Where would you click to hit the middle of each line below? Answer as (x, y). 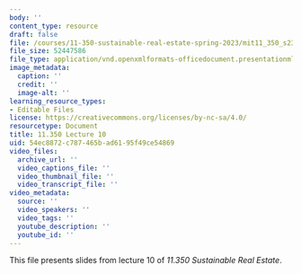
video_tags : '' (46, 218)
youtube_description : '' (64, 226)
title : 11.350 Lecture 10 (58, 135)
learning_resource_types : (58, 101)
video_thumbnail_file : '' (66, 176)
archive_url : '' (48, 159)
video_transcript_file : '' (68, 185)
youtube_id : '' (46, 234)
